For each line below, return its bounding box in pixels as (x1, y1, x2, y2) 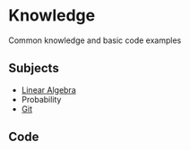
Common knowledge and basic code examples (8, 35, 182, 46)
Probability (21, 94, 62, 104)
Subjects (8, 61, 59, 76)
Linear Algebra (21, 84, 77, 95)
